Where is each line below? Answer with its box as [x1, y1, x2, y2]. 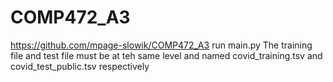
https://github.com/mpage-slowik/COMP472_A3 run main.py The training [10, 39, 313, 51]
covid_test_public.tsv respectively [10, 60, 150, 72]
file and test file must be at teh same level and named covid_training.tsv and [10, 49, 323, 61]
